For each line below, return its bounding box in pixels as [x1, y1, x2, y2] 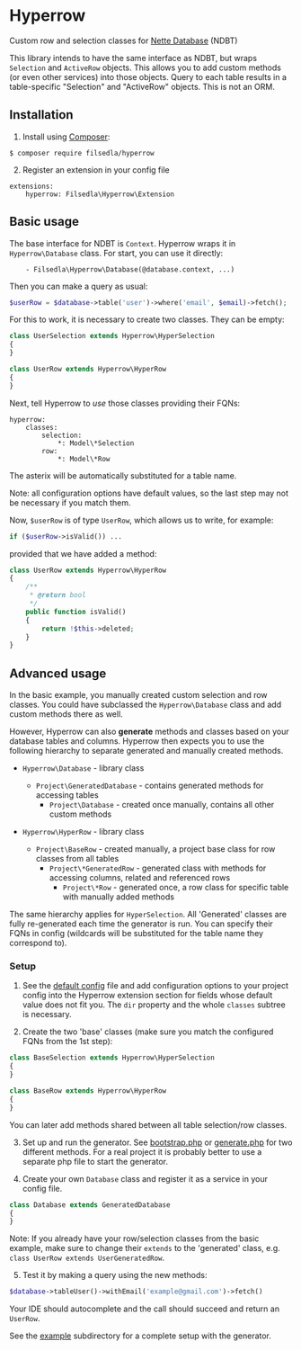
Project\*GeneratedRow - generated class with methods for [49, 863, 267, 873]
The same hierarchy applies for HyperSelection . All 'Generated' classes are [9, 909, 288, 920]
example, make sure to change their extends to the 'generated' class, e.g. [9, 1243, 280, 1254]
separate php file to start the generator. [22, 1156, 169, 1167]
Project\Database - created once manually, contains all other [49, 800, 275, 810]
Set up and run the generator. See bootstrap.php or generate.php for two [22, 1137, 293, 1148]
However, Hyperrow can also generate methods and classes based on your [9, 726, 289, 738]
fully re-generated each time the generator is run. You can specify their [9, 918, 274, 929]
